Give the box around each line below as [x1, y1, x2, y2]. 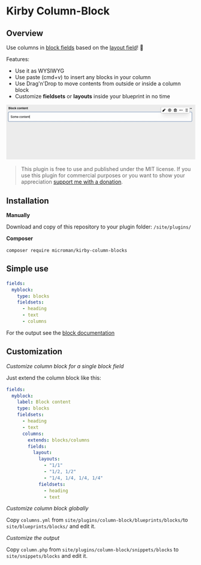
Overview [6, 28, 44, 38]
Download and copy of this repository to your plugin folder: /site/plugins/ [6, 223, 192, 230]
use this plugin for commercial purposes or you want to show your [20, 172, 185, 179]
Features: [6, 56, 30, 62]
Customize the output [6, 534, 60, 542]
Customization [6, 347, 63, 357]
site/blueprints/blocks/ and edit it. [6, 523, 96, 530]
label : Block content [17, 399, 71, 405]
